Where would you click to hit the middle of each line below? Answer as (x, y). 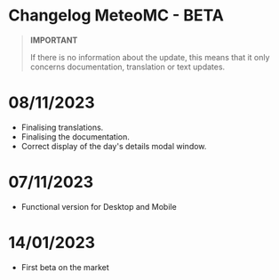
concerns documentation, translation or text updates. (128, 67)
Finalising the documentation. (76, 136)
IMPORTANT (54, 40)
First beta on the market (65, 267)
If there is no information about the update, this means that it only (150, 57)
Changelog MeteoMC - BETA (116, 16)
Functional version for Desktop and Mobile (99, 206)
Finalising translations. (62, 127)
